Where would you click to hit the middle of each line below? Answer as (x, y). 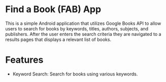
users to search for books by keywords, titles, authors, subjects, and (77, 28)
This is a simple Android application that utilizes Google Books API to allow (83, 23)
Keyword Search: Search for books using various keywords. (75, 74)
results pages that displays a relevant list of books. (58, 39)
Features (24, 60)
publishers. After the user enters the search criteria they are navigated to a (83, 34)
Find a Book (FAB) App (53, 9)
